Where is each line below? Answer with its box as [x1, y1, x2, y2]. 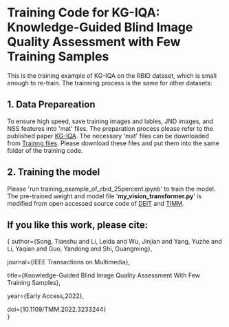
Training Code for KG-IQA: [7, 5, 160, 21]
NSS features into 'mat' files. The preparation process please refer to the [7, 124, 213, 132]
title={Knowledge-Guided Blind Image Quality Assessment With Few [7, 271, 201, 279]
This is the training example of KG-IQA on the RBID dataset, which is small [7, 71, 217, 80]
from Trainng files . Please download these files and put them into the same [7, 139, 220, 147]
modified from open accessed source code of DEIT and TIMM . [7, 199, 184, 207]
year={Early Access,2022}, [7, 292, 85, 300]
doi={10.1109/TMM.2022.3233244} [7, 305, 107, 314]
